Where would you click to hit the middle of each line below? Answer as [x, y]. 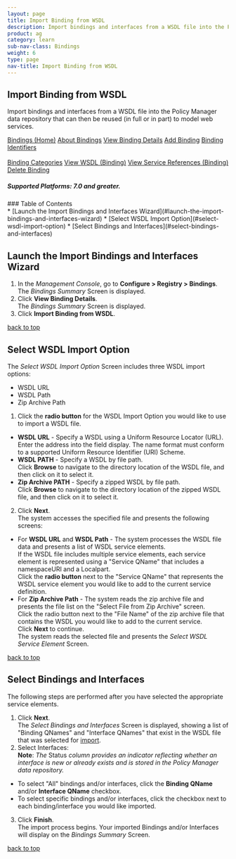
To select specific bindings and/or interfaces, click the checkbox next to [122, 798]
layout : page [26, 14]
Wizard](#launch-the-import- [182, 211]
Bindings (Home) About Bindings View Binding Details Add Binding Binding [115, 140]
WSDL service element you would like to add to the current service [114, 584]
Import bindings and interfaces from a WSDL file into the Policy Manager [112, 112]
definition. [32, 592]
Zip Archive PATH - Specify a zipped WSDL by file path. [99, 482]
